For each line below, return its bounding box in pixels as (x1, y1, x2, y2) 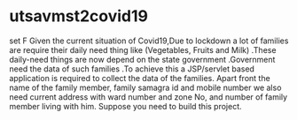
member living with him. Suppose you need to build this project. (9, 101, 242, 111)
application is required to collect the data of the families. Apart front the (9, 72, 270, 83)
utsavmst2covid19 (9, 6, 149, 26)
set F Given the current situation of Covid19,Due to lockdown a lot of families (9, 35, 289, 46)
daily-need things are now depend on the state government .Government (9, 54, 276, 64)
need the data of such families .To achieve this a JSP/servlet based (9, 64, 255, 74)
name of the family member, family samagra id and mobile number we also (9, 82, 282, 93)
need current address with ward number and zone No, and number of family (9, 91, 288, 102)
